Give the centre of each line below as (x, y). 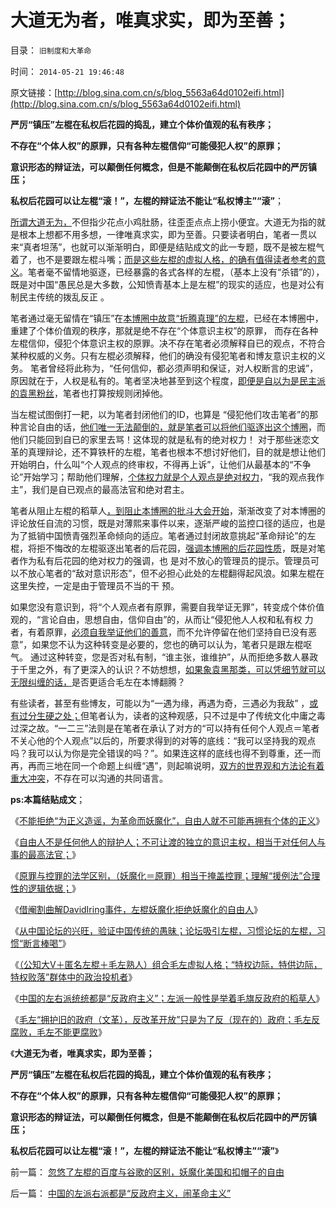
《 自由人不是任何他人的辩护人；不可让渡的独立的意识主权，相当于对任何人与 (168, 842)
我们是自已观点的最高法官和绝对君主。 (110, 489)
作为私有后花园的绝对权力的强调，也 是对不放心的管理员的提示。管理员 (164, 560)
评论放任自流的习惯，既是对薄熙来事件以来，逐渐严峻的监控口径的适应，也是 (168, 523)
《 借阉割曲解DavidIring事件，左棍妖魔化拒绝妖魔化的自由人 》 (136, 909)
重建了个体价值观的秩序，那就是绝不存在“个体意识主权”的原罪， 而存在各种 (164, 330)
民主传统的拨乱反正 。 (64, 297)
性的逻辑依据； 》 (45, 888)
